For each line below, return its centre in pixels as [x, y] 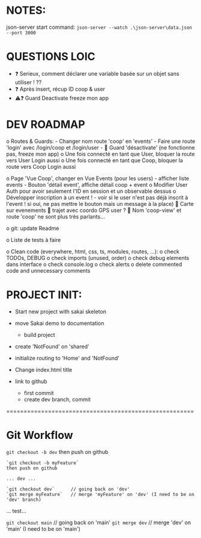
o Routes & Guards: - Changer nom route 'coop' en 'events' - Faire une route [101, 141]
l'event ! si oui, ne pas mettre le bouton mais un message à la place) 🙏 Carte [100, 204]
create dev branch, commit [57, 399]
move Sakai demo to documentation [59, 323]
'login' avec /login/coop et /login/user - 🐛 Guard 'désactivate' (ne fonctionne [100, 147]
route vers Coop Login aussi [41, 166]
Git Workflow [40, 435]
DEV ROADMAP [46, 125]
